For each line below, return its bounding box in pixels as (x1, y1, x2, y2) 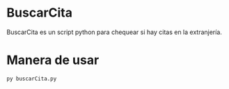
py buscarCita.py (6, 75, 57, 82)
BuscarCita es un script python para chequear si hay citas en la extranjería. (6, 28, 222, 36)
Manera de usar (6, 52, 100, 68)
